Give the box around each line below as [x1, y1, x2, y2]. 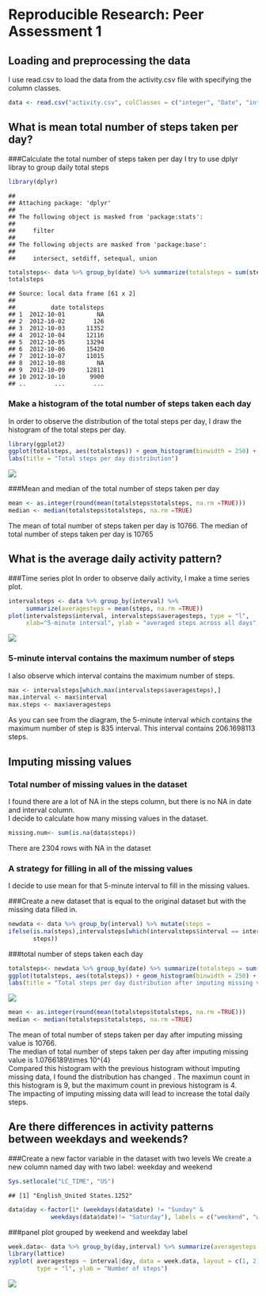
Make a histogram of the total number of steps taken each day [8, 398, 252, 410]
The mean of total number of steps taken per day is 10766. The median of [8, 520, 248, 530]
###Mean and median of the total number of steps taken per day [8, 484, 220, 494]
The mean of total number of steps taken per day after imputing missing [8, 1030, 243, 1039]
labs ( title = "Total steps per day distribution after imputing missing [8, 979, 253, 987]
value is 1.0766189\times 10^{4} [8, 1055, 111, 1065]
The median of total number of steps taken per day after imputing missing [8, 1047, 249, 1057]
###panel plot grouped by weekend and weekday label [8, 1227, 188, 1237]
